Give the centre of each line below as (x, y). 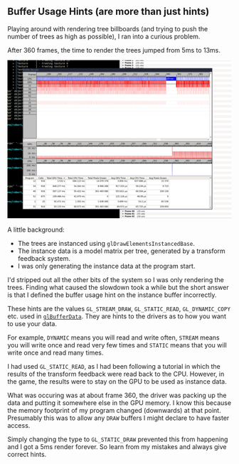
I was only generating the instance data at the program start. (106, 266)
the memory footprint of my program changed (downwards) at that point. (115, 411)
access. (19, 426)
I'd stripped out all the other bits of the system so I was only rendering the (116, 280)
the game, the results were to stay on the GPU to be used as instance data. (117, 382)
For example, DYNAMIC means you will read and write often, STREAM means (113, 338)
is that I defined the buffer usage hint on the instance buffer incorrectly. (112, 295)
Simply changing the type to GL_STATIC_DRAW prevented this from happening (118, 439)
